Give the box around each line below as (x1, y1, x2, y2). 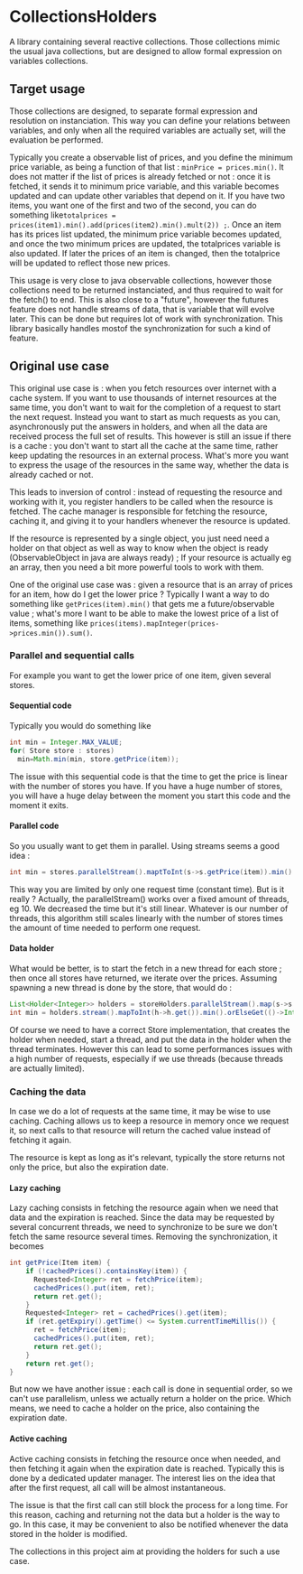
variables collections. (9, 55, 88, 66)
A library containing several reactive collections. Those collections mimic (9, 36, 280, 47)
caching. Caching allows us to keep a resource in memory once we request (9, 1115, 289, 1126)
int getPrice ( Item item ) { (9, 1258, 111, 1268)
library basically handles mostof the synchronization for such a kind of (9, 322, 271, 333)
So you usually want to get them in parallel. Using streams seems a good (9, 840, 280, 851)
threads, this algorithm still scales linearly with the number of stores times (9, 912, 284, 923)
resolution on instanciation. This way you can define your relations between (9, 115, 290, 126)
